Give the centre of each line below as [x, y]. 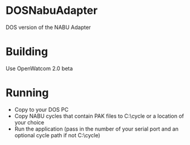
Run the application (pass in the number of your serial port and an [97, 129]
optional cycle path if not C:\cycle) [57, 135]
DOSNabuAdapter [52, 11]
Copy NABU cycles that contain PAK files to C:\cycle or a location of [99, 116]
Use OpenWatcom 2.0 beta [39, 68]
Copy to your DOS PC [41, 109]
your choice [29, 122]
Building [27, 52]
